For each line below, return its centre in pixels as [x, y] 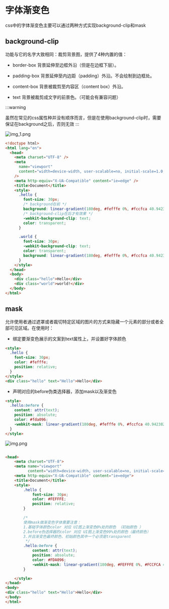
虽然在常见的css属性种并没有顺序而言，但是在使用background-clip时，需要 [83, 118]
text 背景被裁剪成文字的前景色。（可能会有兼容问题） [67, 97]
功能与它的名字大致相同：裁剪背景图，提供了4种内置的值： [66, 54]
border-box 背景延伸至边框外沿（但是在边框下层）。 [66, 65]
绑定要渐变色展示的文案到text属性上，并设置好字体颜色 [69, 339]
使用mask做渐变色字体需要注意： [52, 522]
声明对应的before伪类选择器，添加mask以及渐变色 [65, 391]
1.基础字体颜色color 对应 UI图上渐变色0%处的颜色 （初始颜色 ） [83, 527]
